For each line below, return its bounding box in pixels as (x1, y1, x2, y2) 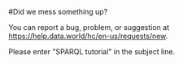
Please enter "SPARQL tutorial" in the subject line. (8, 47, 176, 56)
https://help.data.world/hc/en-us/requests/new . (8, 32, 168, 41)
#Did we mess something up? (8, 7, 108, 16)
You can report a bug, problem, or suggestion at (8, 23, 169, 32)
